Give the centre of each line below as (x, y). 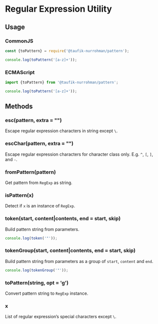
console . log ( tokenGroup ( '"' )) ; (37, 270)
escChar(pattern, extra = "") (39, 143)
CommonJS (19, 41)
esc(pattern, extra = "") (34, 120)
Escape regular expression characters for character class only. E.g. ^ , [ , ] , (79, 154)
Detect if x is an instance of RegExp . (40, 206)
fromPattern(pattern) (30, 172)
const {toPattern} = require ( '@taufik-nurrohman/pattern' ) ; (67, 51)
